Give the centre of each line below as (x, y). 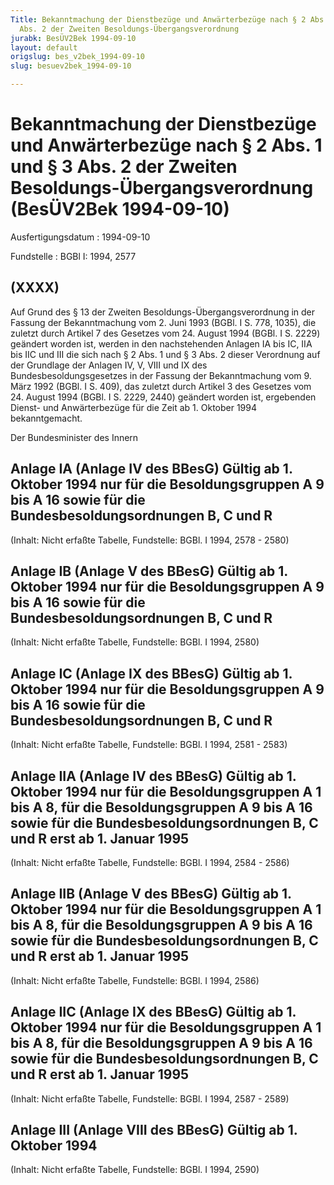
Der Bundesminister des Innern (74, 437)
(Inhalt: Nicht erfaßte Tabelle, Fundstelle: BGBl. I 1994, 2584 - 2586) (150, 862)
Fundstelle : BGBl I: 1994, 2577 (73, 256)
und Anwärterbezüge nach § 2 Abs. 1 (166, 145)
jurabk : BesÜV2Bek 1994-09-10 (73, 38)
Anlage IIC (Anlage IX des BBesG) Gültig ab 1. (153, 1012)
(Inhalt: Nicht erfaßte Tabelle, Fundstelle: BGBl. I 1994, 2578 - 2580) (150, 540)
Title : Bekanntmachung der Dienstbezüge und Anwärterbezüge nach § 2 (158, 19)
